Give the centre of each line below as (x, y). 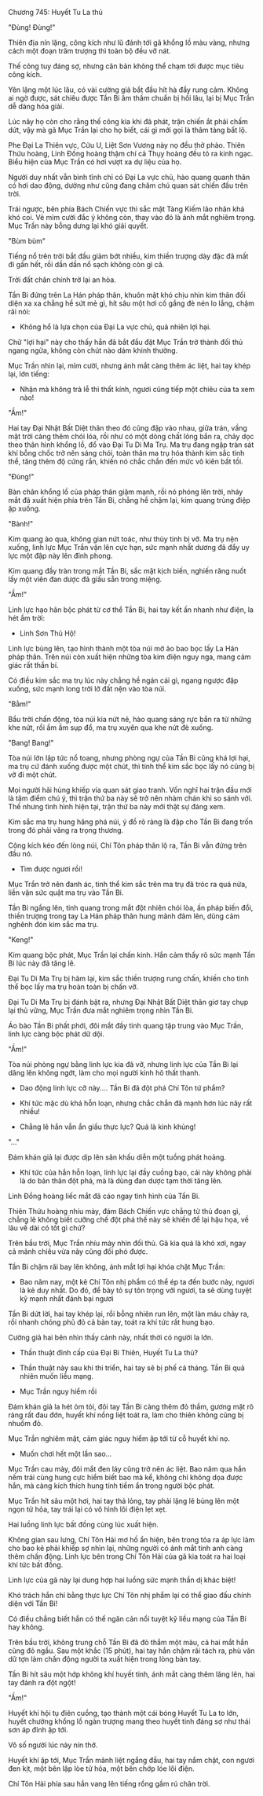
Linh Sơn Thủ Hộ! (47, 633)
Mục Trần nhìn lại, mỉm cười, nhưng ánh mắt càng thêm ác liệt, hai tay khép (130, 366)
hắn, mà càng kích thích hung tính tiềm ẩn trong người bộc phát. (111, 1486)
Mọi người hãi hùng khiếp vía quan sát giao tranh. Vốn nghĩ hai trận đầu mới (130, 790)
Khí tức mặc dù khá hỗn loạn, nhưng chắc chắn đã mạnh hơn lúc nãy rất (136, 1103)
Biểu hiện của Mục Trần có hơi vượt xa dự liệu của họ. (95, 162)
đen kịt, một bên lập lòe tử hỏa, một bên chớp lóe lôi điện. (101, 1769)
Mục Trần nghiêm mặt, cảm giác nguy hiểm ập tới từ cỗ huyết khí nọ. (119, 1439)
